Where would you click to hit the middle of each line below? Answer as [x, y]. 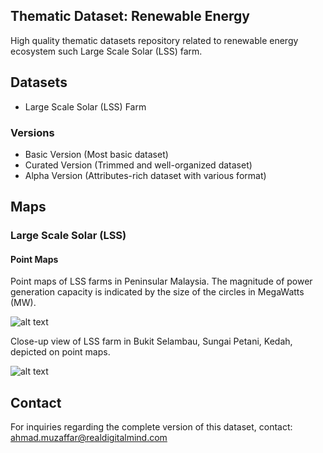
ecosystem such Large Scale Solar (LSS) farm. [106, 51]
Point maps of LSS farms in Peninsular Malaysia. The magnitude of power [161, 281]
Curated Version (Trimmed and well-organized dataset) [138, 165]
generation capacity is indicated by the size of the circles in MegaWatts [157, 292]
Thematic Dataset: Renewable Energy [130, 16]
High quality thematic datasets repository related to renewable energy [154, 40]
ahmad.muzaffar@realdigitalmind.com [89, 438]
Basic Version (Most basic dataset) [96, 154]
